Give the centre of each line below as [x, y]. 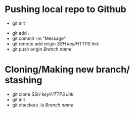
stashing [24, 80]
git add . [21, 33]
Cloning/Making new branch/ [67, 70]
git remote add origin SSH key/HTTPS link [55, 43]
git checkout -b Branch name [43, 105]
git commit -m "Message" [39, 38]
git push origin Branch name [42, 49]
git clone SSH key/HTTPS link [43, 94]
